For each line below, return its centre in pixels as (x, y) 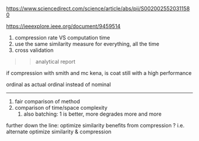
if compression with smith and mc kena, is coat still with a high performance (99, 73)
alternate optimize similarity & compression (59, 132)
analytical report (55, 62)
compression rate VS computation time (62, 37)
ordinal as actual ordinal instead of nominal (59, 84)
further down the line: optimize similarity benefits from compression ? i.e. (95, 125)
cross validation (34, 50)
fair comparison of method (47, 101)
